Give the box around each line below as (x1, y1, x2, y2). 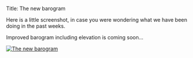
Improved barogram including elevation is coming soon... (6, 34, 144, 40)
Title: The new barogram (6, 5, 66, 12)
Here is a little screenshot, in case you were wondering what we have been (6, 16, 188, 23)
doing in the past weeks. (6, 23, 66, 29)
